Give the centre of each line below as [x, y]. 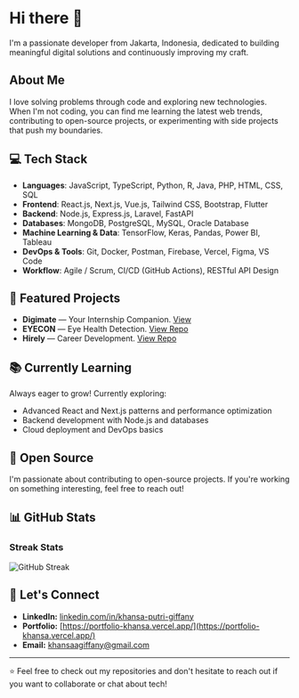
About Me [37, 81]
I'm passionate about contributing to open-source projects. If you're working [149, 479]
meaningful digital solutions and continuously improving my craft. [129, 52]
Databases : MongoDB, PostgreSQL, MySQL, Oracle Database [135, 223]
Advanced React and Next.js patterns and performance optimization [147, 411]
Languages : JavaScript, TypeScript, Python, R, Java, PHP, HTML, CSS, [152, 185]
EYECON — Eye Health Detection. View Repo [105, 329]
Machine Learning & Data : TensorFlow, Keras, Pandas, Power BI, [141, 232]
